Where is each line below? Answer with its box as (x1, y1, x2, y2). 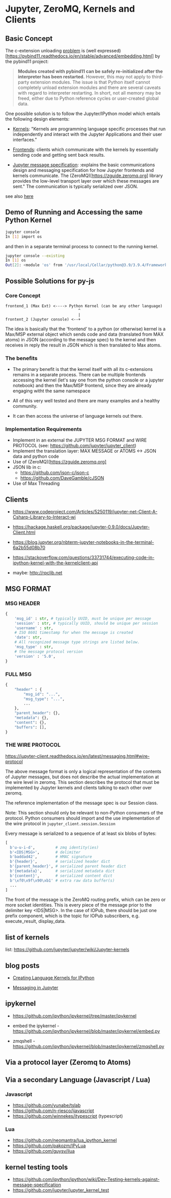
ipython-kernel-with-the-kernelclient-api (12, 560, 98, 566)
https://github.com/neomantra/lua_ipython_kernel (12, 1137, 117, 1144)
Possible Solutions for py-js (5, 277, 95, 285)
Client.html (12, 530, 36, 536)
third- (152, 74, 164, 79)
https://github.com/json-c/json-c (20, 470, 90, 476)
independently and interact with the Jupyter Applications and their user (12, 131, 162, 137)
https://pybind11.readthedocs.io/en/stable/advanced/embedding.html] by (7, 53, 160, 59)
